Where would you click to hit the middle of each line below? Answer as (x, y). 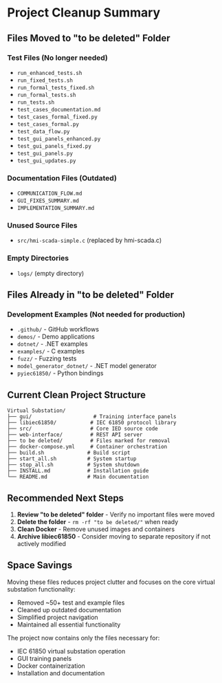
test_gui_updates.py (46, 161)
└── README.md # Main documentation (78, 477)
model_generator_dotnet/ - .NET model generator (87, 366)
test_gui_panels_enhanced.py (59, 139)
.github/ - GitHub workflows (58, 329)
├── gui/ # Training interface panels (92, 417)
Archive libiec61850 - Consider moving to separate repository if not (114, 536)
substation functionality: (41, 589)
